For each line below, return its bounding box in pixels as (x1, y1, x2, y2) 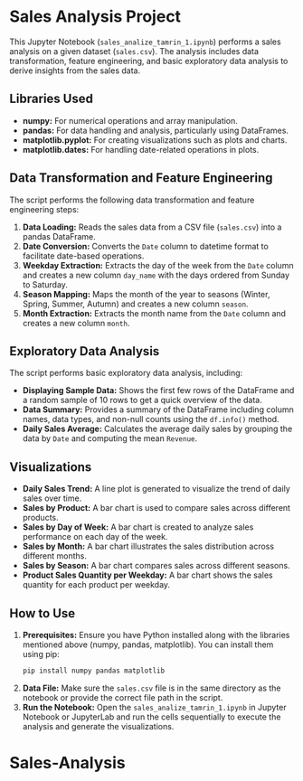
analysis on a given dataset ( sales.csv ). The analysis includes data (9, 45, 260, 56)
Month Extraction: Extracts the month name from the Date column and (22, 307, 287, 318)
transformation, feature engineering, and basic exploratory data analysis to (9, 55, 289, 66)
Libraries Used (9, 91, 93, 107)
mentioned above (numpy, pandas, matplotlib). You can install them (22, 639, 274, 650)
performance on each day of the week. (22, 532, 168, 542)
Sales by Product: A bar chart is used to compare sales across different (22, 503, 291, 513)
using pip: (22, 649, 61, 659)
